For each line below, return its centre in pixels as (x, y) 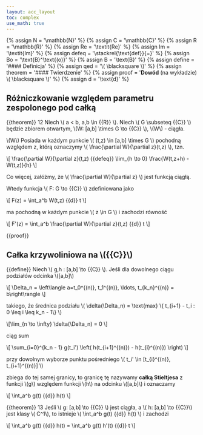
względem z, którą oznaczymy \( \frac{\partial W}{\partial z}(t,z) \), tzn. (95, 147)
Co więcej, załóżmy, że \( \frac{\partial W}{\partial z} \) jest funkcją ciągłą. (99, 177)
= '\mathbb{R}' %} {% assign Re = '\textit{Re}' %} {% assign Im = (88, 47)
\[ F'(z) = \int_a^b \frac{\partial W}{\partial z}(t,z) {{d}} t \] (78, 224)
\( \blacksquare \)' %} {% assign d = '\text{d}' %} (68, 79)
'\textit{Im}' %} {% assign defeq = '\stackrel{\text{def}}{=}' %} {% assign (98, 53)
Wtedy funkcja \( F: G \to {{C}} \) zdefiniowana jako (70, 189)
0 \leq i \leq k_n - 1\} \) (34, 312)
